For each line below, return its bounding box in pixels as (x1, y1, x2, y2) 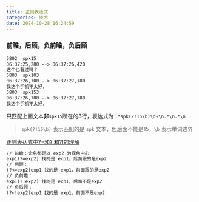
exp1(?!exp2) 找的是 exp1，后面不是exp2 (6, 178, 103, 184)
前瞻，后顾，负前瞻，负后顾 (6, 41, 87, 50)
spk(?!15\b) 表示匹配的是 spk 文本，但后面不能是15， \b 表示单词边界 (21, 125, 194, 132)
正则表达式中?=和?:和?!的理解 (6, 138, 80, 146)
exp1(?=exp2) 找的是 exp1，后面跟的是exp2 (6, 156, 107, 162)
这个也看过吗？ (6, 67, 38, 73)
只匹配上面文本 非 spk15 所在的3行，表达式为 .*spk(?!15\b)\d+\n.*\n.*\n (6, 112, 186, 120)
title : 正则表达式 (6, 8, 49, 15)
